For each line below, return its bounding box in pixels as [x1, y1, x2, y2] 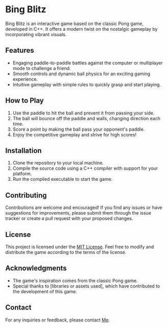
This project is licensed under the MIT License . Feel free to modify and [5, 244, 154, 250]
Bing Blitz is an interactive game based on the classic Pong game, [5, 20, 144, 27]
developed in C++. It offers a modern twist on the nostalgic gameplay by [5, 26, 158, 32]
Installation [5, 146, 42, 155]
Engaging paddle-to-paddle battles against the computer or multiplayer [12, 60, 163, 66]
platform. [12, 171, 32, 177]
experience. [12, 76, 38, 82]
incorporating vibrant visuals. [5, 31, 67, 37]
